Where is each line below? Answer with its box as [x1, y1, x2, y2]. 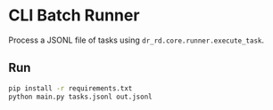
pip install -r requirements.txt [8, 83, 133, 93]
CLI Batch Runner [8, 5, 140, 26]
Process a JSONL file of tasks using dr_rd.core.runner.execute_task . [8, 35, 265, 45]
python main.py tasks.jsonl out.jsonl [8, 92, 153, 101]
